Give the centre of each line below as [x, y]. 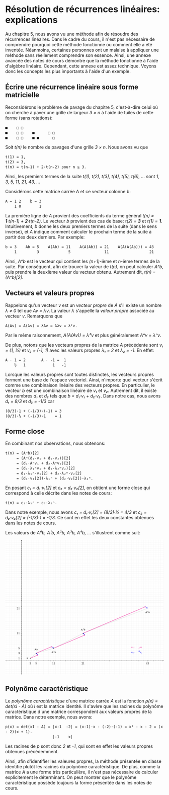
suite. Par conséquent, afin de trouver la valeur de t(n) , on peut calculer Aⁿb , [84, 266]
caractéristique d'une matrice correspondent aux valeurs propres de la [78, 711]
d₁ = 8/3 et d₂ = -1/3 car [30, 401]
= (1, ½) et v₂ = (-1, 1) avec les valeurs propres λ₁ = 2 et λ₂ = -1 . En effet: [80, 350]
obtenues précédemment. [32, 751]
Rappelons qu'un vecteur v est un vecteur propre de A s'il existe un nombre [83, 305]
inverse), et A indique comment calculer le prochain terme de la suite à [78, 231]
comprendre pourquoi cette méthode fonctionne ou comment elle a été [79, 44]
